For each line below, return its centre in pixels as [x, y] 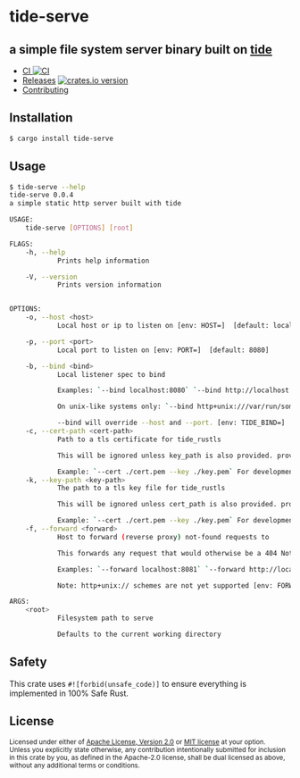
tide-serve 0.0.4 [42, 195]
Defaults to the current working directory [139, 634]
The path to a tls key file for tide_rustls [141, 489]
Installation [41, 118]
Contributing [45, 90]
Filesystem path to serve [105, 618]
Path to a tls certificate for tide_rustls [139, 439]
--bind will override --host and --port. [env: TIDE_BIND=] [171, 423]
